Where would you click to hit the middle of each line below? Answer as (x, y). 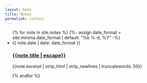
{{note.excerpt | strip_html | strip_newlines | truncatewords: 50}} (77, 66)
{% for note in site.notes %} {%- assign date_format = (66, 33)
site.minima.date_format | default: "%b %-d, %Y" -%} (66, 38)
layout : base (18, 10)
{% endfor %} (26, 76)
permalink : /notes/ (25, 19)
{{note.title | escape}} (39, 56)
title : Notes (18, 14)
